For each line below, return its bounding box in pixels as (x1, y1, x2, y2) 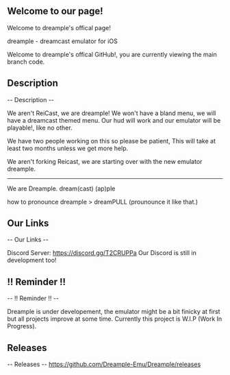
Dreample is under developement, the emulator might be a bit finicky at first (7, 308, 220, 316)
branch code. (7, 58, 45, 66)
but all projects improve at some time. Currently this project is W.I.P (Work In (7, 315, 222, 323)
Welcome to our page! (7, 5, 104, 17)
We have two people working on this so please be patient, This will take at (7, 136, 216, 145)
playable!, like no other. (7, 123, 73, 132)
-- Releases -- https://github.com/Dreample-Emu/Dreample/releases (7, 360, 201, 369)
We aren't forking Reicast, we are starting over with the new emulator (7, 157, 203, 165)
